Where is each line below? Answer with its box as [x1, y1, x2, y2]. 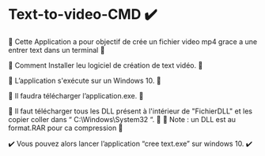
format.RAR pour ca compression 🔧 [8, 123, 123, 132]
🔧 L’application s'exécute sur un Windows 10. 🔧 [8, 76, 161, 85]
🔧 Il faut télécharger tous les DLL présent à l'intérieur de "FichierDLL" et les [8, 106, 253, 116]
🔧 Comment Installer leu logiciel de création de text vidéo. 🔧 [8, 60, 203, 70]
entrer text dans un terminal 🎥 [8, 45, 105, 54]
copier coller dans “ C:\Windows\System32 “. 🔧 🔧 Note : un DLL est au [8, 114, 236, 124]
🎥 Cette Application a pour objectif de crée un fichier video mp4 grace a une [8, 36, 258, 46]
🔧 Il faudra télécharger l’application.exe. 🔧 [8, 91, 144, 100]
